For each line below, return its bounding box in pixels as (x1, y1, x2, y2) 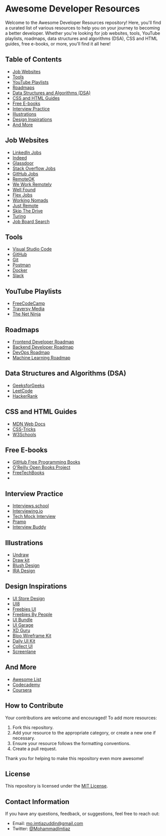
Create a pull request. (12, 746, 57, 752)
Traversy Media (12, 306, 45, 312)
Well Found (12, 186, 36, 192)
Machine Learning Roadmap (12, 355, 71, 360)
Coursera (12, 687, 32, 693)
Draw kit (12, 557, 30, 563)
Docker (12, 267, 28, 273)
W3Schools (12, 431, 36, 437)
